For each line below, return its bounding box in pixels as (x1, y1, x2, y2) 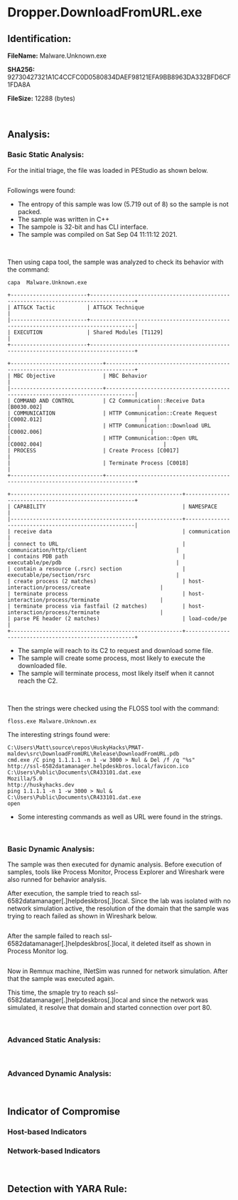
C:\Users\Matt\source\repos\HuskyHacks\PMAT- (7, 744, 144, 751)
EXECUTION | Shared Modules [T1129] (13, 329, 163, 336)
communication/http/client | (7, 546, 180, 553)
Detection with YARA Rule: (7, 1182, 128, 1195)
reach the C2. (17, 676, 58, 685)
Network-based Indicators (7, 1146, 101, 1156)
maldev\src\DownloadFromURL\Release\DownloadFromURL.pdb (7, 750, 180, 758)
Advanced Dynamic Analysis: (7, 1068, 112, 1078)
